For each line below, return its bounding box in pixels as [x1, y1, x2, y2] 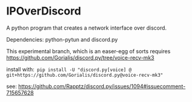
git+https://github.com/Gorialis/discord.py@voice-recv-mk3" [6, 72, 164, 78]
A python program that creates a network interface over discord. [6, 24, 167, 31]
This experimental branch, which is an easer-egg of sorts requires [6, 47, 171, 55]
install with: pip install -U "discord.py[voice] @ [6, 65, 132, 73]
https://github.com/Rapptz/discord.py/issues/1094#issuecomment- [18, 83, 186, 90]
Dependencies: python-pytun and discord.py [6, 36, 118, 43]
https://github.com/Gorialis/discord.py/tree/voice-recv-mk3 [6, 54, 155, 61]
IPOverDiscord [6, 4, 82, 18]
